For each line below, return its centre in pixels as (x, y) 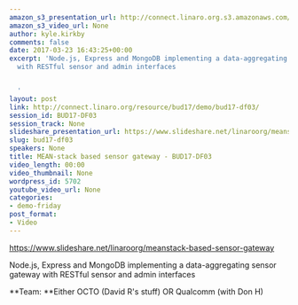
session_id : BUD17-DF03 (53, 115)
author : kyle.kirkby (47, 34)
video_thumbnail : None (51, 173)
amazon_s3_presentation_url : (63, 17)
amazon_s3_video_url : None (59, 26)
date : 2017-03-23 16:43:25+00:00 (71, 51)
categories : (31, 198)
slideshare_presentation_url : (65, 132)
